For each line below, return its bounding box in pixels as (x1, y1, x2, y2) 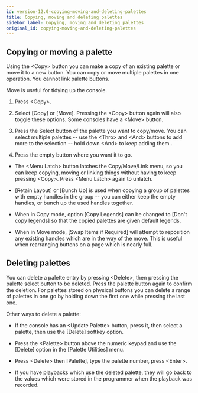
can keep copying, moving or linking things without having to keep (14, 169, 177, 176)
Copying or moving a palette (6, 47, 113, 57)
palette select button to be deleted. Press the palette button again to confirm (6, 280, 193, 287)
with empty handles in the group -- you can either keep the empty (14, 193, 176, 200)
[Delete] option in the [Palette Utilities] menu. (14, 346, 125, 353)
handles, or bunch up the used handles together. (14, 199, 134, 207)
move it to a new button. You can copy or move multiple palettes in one (6, 69, 179, 76)
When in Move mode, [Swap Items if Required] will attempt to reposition (14, 229, 190, 236)
